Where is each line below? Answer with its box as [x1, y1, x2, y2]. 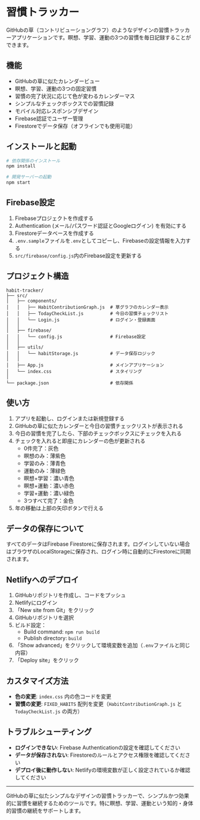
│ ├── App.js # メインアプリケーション [6, 362, 165, 368]
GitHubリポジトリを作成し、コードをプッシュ [14, 592, 126, 599]
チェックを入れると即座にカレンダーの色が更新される [14, 437, 146, 444]
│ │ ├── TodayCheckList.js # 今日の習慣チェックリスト [6, 310, 169, 317]
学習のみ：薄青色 [23, 460, 66, 467]
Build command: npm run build [23, 628, 100, 635]
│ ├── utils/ [6, 344, 44, 350]
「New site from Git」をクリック [14, 607, 95, 614]
